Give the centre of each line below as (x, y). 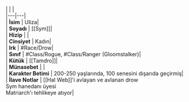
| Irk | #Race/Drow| (30, 48)
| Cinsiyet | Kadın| (29, 41)
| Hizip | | (17, 35)
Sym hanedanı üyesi (31, 86)
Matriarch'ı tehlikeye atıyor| (40, 93)
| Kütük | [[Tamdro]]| (32, 61)
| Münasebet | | (25, 67)
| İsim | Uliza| (22, 22)
